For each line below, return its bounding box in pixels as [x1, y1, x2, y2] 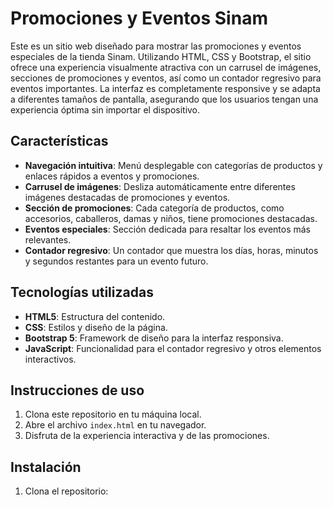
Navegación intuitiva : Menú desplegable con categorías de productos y [24, 159, 323, 171]
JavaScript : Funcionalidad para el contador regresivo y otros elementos [24, 342, 322, 354]
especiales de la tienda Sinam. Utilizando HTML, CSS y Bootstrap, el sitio [10, 50, 312, 62]
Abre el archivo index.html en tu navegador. [24, 419, 207, 431]
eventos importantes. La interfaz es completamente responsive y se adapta [10, 82, 321, 94]
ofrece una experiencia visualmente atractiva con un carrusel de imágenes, [10, 61, 322, 73]
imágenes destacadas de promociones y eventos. [24, 191, 231, 203]
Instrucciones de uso [10, 382, 145, 399]
